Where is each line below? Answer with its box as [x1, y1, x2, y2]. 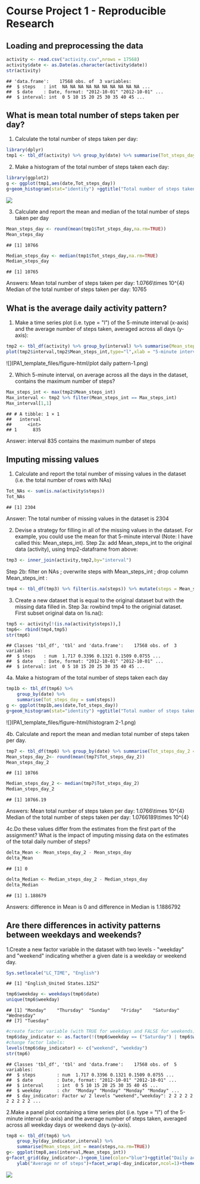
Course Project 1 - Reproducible [6, 4, 167, 18]
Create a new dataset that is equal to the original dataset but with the [14, 596, 185, 604]
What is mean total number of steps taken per [6, 111, 180, 121]
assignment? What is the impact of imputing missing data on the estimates [6, 832, 189, 839]
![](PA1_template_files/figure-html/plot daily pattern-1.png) [6, 360, 149, 367]
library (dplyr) [6, 147, 44, 153]
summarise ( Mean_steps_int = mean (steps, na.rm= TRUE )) [17, 1144, 151, 1150]
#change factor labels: [6, 1039, 65, 1045]
